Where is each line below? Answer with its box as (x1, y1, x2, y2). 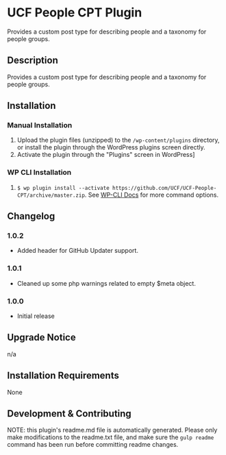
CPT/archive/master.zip (16, 192, 86, 199)
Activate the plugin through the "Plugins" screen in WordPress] (16, 151, 195, 159)
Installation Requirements (7, 370, 120, 382)
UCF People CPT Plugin (7, 5, 142, 21)
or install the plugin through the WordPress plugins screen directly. (16, 143, 205, 151)
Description (7, 55, 58, 66)
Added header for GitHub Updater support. (16, 247, 139, 255)
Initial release (16, 312, 55, 320)
